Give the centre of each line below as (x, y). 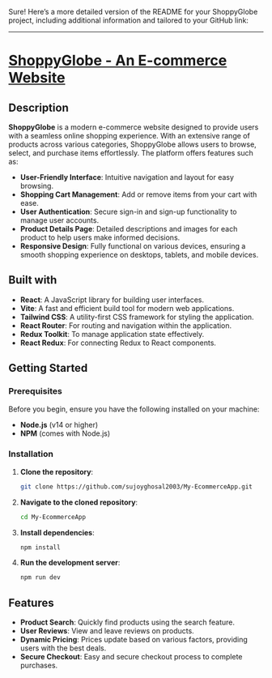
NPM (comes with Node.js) (65, 433)
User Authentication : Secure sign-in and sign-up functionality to (128, 211)
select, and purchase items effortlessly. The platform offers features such (131, 153)
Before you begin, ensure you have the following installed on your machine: (134, 409)
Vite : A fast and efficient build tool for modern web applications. (127, 308)
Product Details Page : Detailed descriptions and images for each (129, 229)
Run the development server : (70, 563)
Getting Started (48, 368)
